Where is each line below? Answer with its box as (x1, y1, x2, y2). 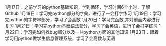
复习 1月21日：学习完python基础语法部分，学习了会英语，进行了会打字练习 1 (5, 23, 161, 29)
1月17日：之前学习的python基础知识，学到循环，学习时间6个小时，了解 (5, 4, 150, 10)
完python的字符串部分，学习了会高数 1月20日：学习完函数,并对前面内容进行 (5, 17, 160, 22)
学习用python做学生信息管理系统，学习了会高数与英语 (5, 35, 115, 41)
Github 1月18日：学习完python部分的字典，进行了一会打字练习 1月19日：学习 (5, 10, 162, 16)
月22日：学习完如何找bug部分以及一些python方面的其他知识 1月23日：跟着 (5, 29, 159, 35)
